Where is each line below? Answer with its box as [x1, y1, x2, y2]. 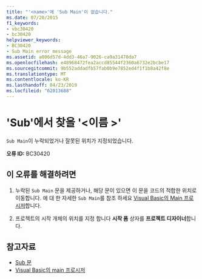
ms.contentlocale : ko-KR [6, 76, 69, 82]
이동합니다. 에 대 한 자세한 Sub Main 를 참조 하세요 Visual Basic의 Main [15, 194, 183, 201]
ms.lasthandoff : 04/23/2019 [6, 82, 78, 89]
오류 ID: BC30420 [6, 150, 50, 157]
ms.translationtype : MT [6, 71, 67, 77]
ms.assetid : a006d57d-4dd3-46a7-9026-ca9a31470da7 [6, 54, 137, 60]
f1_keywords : [6, 20, 39, 26]
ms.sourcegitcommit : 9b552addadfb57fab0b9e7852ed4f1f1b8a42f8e [6, 65, 170, 72]
